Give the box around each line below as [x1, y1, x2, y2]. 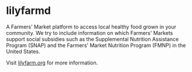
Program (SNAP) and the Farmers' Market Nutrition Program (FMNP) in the [6, 42, 186, 49]
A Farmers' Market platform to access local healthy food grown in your [6, 23, 177, 30]
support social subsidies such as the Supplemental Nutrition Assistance [6, 35, 179, 42]
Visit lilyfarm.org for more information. [6, 59, 98, 66]
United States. [6, 48, 40, 55]
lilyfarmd [6, 4, 51, 17]
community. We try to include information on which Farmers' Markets [6, 29, 173, 36]
